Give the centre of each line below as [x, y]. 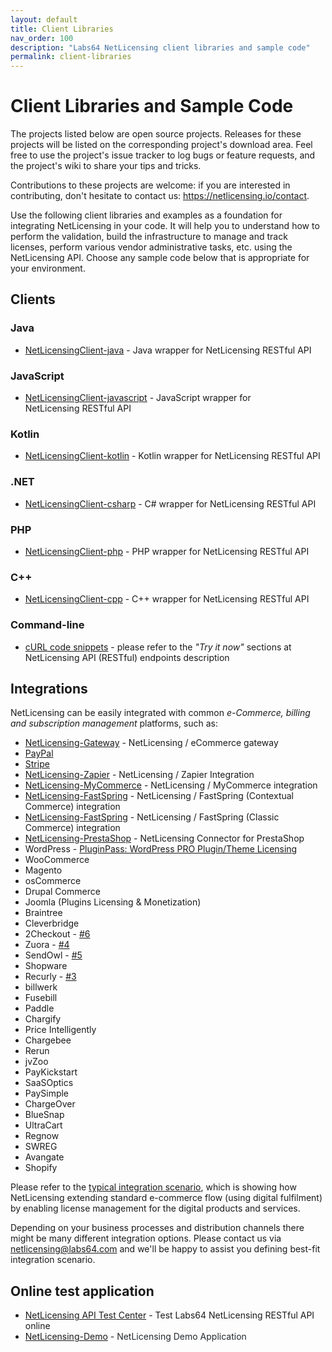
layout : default [44, 19]
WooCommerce [57, 860]
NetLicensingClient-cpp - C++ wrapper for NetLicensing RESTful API [167, 599]
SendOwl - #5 [53, 955]
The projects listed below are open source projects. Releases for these [156, 134]
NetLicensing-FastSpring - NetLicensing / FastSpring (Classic [152, 817]
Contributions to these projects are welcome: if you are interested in [150, 185]
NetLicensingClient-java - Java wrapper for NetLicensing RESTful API [168, 350]
